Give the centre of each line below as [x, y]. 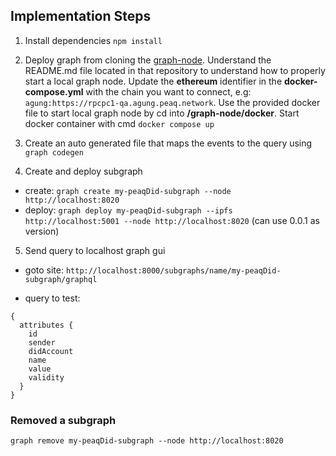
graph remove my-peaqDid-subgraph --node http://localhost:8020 [147, 441]
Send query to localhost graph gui [95, 250]
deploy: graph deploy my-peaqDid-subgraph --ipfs [128, 210]
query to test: [52, 298]
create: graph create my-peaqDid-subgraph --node [128, 190]
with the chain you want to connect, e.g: [168, 91]
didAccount [51, 351]
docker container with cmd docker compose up [119, 123]
